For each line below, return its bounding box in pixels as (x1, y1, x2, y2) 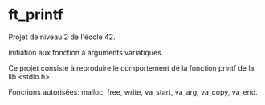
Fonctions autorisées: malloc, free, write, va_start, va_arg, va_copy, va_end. (8, 87, 259, 97)
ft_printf (8, 6, 64, 24)
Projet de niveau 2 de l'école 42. (8, 32, 116, 42)
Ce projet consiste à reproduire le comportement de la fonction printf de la (8, 63, 255, 73)
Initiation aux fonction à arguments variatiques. (8, 47, 164, 57)
